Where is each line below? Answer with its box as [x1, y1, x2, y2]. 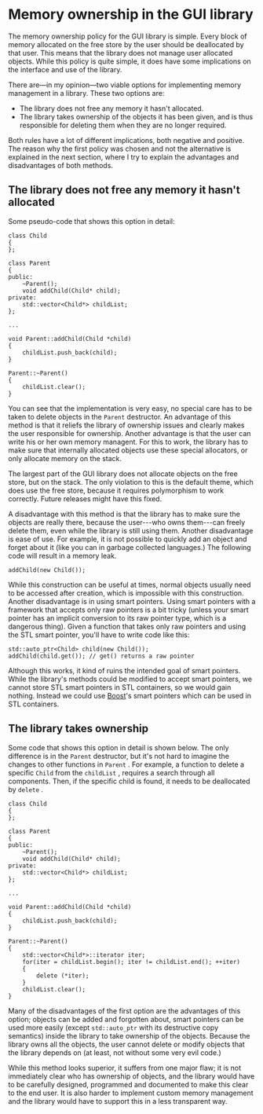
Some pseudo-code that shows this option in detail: [8, 216, 175, 225]
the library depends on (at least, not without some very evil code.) [8, 1047, 221, 1057]
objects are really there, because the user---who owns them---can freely [8, 517, 246, 527]
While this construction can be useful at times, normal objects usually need [8, 580, 251, 589]
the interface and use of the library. [8, 64, 122, 74]
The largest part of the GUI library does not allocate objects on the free [8, 469, 238, 478]
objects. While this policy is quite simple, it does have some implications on [8, 57, 251, 66]
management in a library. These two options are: [8, 88, 165, 97]
